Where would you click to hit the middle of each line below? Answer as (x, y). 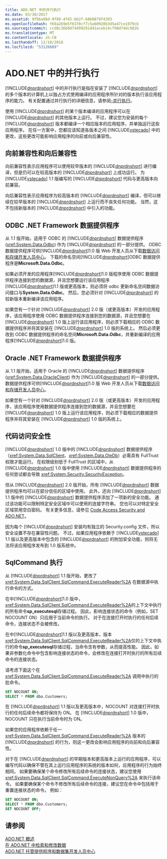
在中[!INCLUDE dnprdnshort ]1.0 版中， (44, 599)
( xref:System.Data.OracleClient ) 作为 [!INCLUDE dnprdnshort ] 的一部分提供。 (83, 377)
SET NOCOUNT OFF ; (23, 809)
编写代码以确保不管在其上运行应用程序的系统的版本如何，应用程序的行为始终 (83, 765)
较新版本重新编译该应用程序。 (36, 299)
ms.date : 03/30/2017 (27, 14)
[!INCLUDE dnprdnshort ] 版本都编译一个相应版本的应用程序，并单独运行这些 (83, 123)
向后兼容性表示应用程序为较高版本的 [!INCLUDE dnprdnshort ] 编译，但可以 (81, 196)
